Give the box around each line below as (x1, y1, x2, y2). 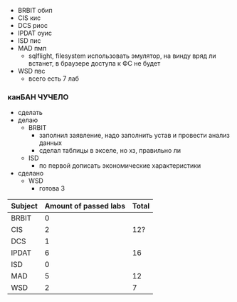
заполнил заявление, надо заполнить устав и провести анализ (38, 131, 230, 140)
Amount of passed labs (44, 201, 126, 211)
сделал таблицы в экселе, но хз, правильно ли (38, 146, 181, 155)
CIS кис (17, 14, 41, 22)
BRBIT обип (17, 6, 53, 14)
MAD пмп (17, 44, 47, 52)
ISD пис (17, 36, 41, 45)
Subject (11, 201, 38, 211)
